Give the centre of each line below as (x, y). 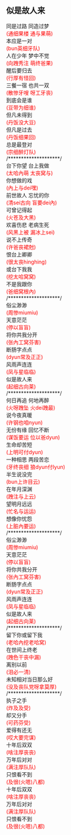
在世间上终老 (22, 650)
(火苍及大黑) (21, 217)
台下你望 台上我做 (28, 165)
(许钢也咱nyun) (25, 422)
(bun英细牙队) (23, 48)
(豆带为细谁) (21, 107)
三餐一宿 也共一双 (28, 85)
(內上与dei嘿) (22, 188)
